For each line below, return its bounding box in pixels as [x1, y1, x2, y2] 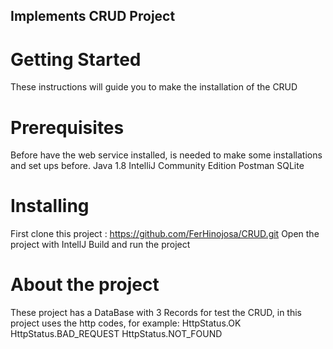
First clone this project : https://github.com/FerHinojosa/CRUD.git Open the [10, 228, 320, 240]
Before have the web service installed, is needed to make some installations [10, 149, 323, 161]
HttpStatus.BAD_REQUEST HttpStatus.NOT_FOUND [10, 328, 223, 340]
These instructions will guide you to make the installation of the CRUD [10, 81, 298, 93]
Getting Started [10, 48, 142, 71]
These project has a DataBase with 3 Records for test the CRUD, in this [10, 307, 303, 319]
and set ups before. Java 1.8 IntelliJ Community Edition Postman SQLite [10, 160, 305, 172]
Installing [10, 195, 90, 218]
